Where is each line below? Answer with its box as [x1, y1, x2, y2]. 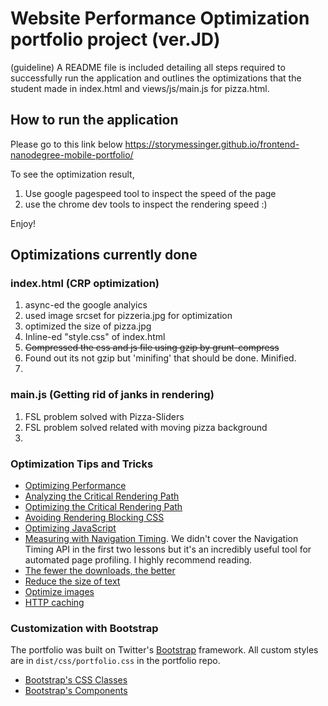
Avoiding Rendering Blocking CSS [24, 512, 165, 524]
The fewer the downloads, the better [24, 565, 176, 577]
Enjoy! [10, 217, 37, 229]
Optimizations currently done [10, 247, 198, 264]
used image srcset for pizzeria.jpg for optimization [24, 310, 233, 322]
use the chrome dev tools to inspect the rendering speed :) [24, 198, 268, 210]
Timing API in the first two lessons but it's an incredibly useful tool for [24, 543, 312, 556]
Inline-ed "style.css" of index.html [24, 331, 166, 343]
